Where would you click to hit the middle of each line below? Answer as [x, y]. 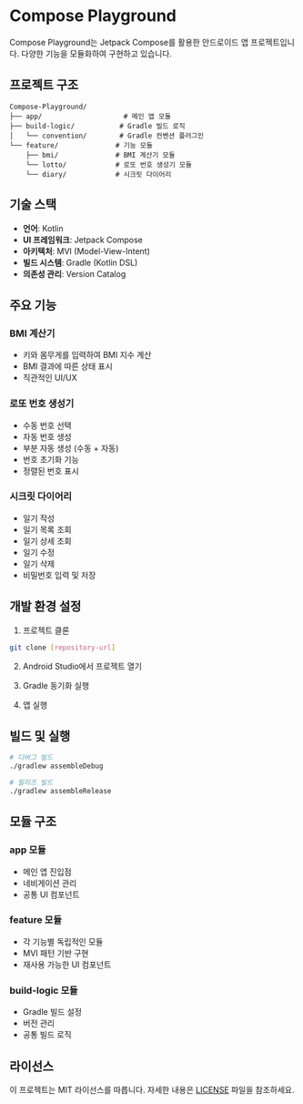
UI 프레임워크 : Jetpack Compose [82, 240]
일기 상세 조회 [47, 541]
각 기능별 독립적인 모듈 [63, 941]
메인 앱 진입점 [47, 872]
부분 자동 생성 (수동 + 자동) [71, 448]
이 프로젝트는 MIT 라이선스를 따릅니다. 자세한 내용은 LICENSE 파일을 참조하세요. [152, 1089]
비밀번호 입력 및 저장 [59, 575]
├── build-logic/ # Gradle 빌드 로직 [97, 126]
